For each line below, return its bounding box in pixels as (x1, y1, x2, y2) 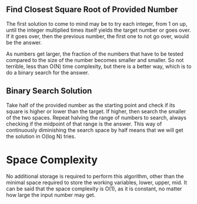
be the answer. (6, 39, 42, 46)
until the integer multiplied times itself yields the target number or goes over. (6, 26, 191, 33)
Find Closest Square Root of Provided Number (6, 5, 178, 15)
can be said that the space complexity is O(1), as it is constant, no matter (6, 185, 182, 192)
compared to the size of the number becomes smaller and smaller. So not (6, 56, 184, 63)
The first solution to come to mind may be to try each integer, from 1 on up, (6, 20, 188, 27)
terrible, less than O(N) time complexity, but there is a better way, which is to (6, 63, 192, 70)
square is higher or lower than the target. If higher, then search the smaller (6, 108, 186, 115)
